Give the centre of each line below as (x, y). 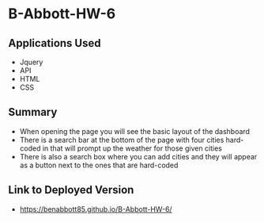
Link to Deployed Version (71, 190)
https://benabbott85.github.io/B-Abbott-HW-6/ (96, 209)
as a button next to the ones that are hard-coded (99, 165)
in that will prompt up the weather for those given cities (132, 148)
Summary (33, 112)
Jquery (31, 62)
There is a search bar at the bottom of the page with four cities (122, 140)
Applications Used (55, 43)
